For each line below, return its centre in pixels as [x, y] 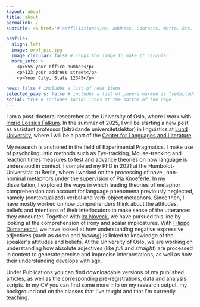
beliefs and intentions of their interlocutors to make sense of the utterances [99, 210]
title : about [22, 17]
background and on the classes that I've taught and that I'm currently [91, 291]
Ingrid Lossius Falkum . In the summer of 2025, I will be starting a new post [97, 123]
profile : [17, 39]
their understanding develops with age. [54, 261]
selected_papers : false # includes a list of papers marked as [86, 94]
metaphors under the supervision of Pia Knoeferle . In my [96, 178]
